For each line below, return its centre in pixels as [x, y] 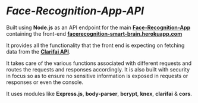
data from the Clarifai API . [38, 51]
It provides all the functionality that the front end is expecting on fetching [95, 45]
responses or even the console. [45, 82]
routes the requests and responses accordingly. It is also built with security [98, 69]
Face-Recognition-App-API [75, 11]
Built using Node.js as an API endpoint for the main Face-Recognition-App [98, 27]
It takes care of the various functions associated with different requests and [99, 63]
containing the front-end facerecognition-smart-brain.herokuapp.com [94, 33]
